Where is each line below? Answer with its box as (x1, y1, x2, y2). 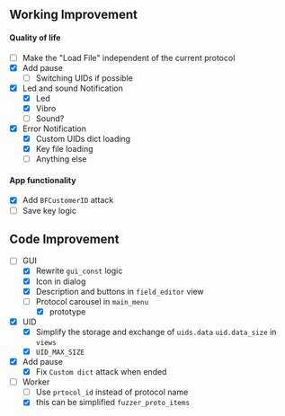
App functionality (9, 174, 76, 185)
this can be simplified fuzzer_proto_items (35, 397, 191, 408)
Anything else (35, 154, 87, 164)
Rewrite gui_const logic (35, 265, 123, 277)
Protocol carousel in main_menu (35, 296, 149, 306)
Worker (22, 376, 50, 387)
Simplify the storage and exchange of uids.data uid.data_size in (35, 326, 277, 337)
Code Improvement (9, 232, 120, 246)
